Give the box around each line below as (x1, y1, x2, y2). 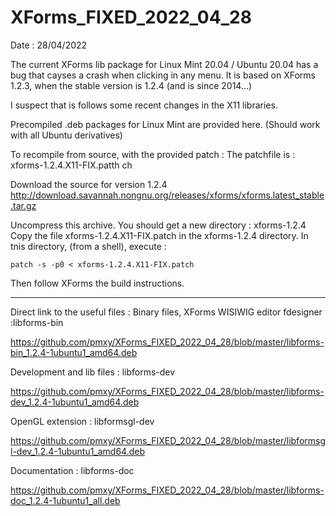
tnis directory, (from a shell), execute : (10, 240, 167, 252)
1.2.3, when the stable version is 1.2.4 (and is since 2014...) (10, 79, 253, 91)
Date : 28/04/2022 (10, 39, 88, 51)
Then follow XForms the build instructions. (10, 277, 185, 289)
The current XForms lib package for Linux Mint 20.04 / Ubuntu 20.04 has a (10, 58, 319, 70)
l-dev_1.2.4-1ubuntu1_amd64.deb (10, 445, 146, 457)
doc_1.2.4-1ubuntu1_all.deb (10, 494, 121, 506)
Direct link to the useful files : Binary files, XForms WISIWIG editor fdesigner (10, 306, 323, 318)
